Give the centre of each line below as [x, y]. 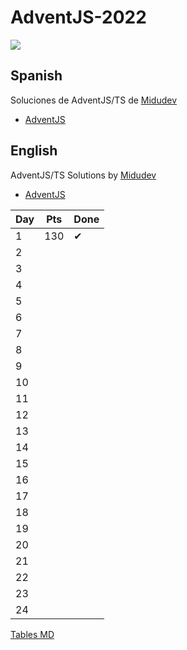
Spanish [36, 76]
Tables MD [32, 634]
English [34, 151]
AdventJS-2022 [78, 17]
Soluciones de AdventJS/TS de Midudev [94, 100]
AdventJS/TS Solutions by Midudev [83, 175]
